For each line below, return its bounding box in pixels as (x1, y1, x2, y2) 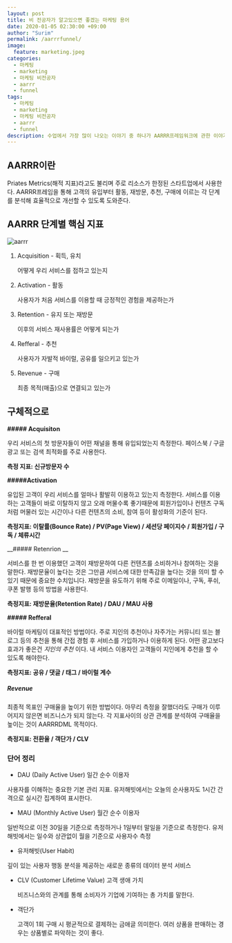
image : (7, 42, 26, 49)
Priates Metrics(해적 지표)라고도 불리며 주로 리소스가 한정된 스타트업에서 (7, 179, 204, 187)
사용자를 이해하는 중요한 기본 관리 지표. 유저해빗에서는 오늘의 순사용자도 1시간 (7, 785, 216, 793)
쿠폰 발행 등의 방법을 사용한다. (7, 584, 88, 593)
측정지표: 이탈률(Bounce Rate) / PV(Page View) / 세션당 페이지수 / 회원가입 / (7, 522, 217, 531)
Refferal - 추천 (17, 339, 57, 347)
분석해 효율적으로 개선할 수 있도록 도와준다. (14, 196, 131, 204)
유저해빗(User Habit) (17, 846, 75, 855)
